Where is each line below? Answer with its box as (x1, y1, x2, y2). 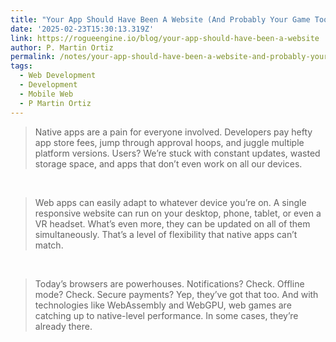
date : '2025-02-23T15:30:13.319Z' (10, 24, 155, 34)
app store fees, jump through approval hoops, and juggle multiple (34, 136, 305, 148)
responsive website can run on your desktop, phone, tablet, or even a (34, 207, 322, 219)
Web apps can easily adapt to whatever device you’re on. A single (34, 196, 307, 208)
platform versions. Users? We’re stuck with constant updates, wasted (34, 147, 321, 159)
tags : (10, 61, 33, 71)
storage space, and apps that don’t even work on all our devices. (34, 157, 303, 170)
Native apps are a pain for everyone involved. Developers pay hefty (34, 126, 313, 138)
